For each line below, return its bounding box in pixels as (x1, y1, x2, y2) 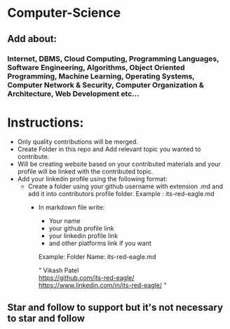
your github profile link (48, 224, 114, 232)
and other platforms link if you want (48, 239, 152, 248)
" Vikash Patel (38, 266, 79, 274)
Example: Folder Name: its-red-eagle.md (38, 253, 156, 261)
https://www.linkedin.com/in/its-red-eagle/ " (38, 281, 167, 290)
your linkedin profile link (48, 232, 119, 240)
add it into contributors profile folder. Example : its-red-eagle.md (27, 190, 215, 198)
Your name (48, 217, 81, 225)
